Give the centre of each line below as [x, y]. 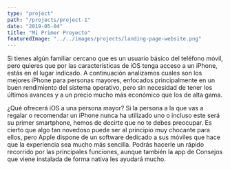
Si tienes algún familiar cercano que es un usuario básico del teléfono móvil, [115, 58]
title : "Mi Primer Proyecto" [49, 33]
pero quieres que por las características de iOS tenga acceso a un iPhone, [113, 66]
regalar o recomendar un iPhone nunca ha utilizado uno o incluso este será [114, 116]
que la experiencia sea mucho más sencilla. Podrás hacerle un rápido [106, 145]
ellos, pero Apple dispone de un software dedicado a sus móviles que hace [114, 137]
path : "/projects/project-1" [49, 20]
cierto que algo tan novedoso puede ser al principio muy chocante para [108, 130]
